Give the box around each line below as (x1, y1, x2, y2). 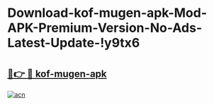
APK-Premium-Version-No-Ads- (7, 20, 203, 36)
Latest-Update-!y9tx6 (7, 35, 140, 51)
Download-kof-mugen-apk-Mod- (7, 5, 208, 21)
